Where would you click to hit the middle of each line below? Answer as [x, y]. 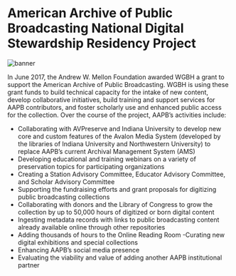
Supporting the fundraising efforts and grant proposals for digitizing [117, 189]
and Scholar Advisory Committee [66, 182]
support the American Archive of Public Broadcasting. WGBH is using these [118, 84]
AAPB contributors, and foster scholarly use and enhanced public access [114, 107]
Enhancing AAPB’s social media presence [79, 250]
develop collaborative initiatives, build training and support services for [111, 99]
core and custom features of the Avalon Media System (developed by [119, 136]
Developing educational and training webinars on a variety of [107, 159]
